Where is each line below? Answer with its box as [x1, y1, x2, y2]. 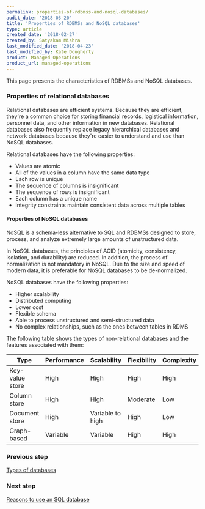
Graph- [9, 426, 32, 435]
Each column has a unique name [15, 195, 98, 202]
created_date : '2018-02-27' [6, 32, 78, 38]
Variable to [90, 409, 121, 417]
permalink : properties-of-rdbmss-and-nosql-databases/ [6, 9, 149, 15]
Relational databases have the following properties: [6, 150, 135, 158]
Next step [6, 481, 36, 490]
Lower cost [15, 303, 44, 311]
